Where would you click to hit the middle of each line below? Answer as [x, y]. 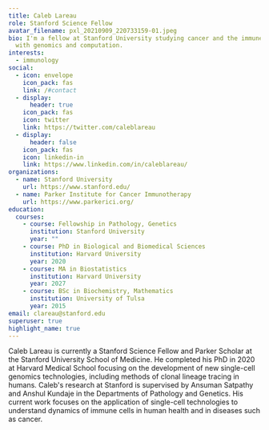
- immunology [37, 61]
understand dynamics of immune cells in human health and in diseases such [134, 411]
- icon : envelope [44, 75]
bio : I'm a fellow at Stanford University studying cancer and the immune [136, 38]
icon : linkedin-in [53, 157]
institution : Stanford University [87, 232]
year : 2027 [48, 284]
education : [26, 209]
